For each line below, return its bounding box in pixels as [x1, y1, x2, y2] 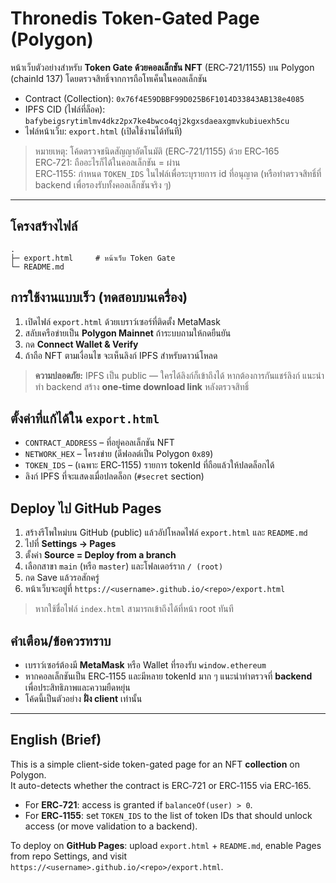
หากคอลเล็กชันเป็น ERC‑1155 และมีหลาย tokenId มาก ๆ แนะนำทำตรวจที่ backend [24, 670, 313, 682]
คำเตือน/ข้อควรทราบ [10, 632, 112, 649]
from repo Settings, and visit [10, 850, 128, 862]
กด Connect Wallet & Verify [24, 338, 139, 350]
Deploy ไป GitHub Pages [10, 500, 162, 517]
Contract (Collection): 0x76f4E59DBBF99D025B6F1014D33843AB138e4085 [24, 92, 305, 104]
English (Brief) [10, 732, 102, 749]
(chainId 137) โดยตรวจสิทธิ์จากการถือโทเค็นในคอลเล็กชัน [10, 72, 208, 84]
